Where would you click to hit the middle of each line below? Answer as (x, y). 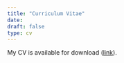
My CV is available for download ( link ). (62, 53)
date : (15, 20)
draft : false (26, 26)
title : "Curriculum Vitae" (46, 13)
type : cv (20, 33)
